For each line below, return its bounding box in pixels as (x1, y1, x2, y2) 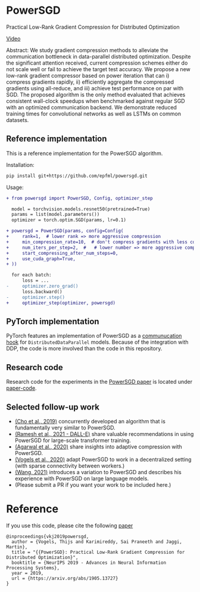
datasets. (6, 116, 29, 123)
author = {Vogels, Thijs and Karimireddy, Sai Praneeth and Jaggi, (11, 539, 183, 545)
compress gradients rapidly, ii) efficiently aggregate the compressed (6, 78, 174, 86)
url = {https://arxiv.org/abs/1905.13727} (11, 575, 118, 581)
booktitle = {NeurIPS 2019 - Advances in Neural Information (11, 560, 167, 566)
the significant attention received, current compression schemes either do (6, 59, 188, 66)
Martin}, (6, 544, 28, 550)
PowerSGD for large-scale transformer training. (14, 437, 131, 444)
